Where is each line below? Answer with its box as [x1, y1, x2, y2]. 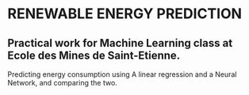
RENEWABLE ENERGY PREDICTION [7, 5, 243, 23]
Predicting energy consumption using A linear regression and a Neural [7, 70, 237, 79]
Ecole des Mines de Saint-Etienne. [7, 48, 181, 62]
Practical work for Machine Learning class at [7, 36, 233, 50]
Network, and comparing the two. [7, 78, 118, 87]
